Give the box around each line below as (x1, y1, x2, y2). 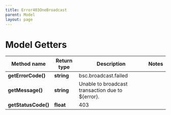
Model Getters (5, 39, 67, 50)
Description (96, 61, 126, 68)
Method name (11, 61, 46, 68)
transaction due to (78, 87, 123, 94)
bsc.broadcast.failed (78, 72, 128, 79)
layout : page (5, 17, 33, 22)
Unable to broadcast (78, 80, 128, 88)
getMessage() (8, 87, 43, 94)
